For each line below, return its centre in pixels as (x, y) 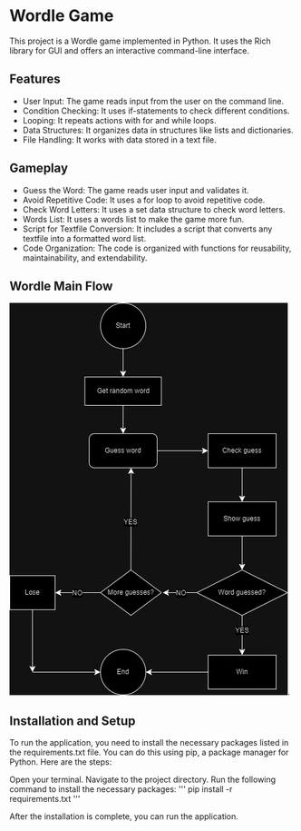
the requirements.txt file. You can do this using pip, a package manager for (149, 752)
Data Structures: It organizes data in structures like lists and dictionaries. (158, 130)
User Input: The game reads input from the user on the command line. (153, 101)
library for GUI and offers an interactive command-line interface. (130, 50)
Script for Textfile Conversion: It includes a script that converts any (147, 229)
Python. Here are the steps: (61, 762)
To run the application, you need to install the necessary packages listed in (149, 743)
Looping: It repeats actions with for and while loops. (119, 120)
